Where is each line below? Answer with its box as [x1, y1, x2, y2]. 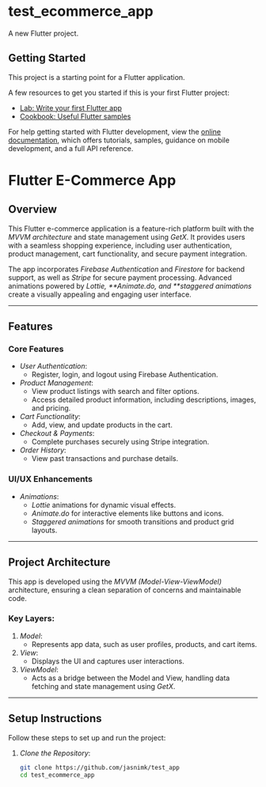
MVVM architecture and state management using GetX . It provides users [8, 232, 245, 241]
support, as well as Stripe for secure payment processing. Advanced [8, 272, 232, 282]
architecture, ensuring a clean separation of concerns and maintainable [8, 585, 241, 595]
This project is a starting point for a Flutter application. [8, 72, 185, 81]
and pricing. [31, 403, 71, 413]
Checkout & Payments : [19, 429, 95, 438]
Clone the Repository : [19, 748, 91, 758]
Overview [8, 202, 58, 216]
